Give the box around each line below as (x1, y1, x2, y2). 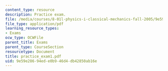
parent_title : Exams (5, 40, 48, 45)
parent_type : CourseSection (5, 44, 64, 49)
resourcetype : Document (5, 49, 55, 54)
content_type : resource (5, 7, 55, 12)
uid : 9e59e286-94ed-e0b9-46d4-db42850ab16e (5, 58, 97, 63)
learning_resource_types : (5, 26, 59, 31)
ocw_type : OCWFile (5, 35, 43, 40)
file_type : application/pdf (5, 21, 64, 26)
